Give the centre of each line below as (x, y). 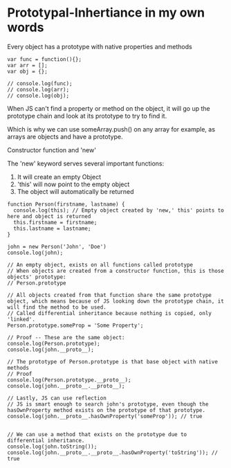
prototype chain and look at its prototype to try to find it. (87, 116)
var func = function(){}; (44, 59)
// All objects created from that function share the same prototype (110, 295)
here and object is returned (49, 216)
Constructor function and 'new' (52, 150)
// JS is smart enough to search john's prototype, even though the (108, 404)
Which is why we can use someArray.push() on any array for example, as (111, 129)
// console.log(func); (40, 83)
